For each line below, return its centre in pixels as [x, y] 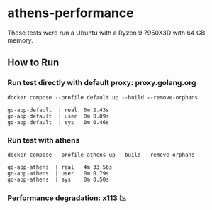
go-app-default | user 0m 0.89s [58, 116]
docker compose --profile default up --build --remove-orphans [103, 97]
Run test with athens [44, 140]
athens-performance [71, 13]
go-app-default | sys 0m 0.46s [58, 122]
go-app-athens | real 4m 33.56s [60, 167]
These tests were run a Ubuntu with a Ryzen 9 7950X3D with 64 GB [106, 33]
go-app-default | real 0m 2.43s [58, 110]
